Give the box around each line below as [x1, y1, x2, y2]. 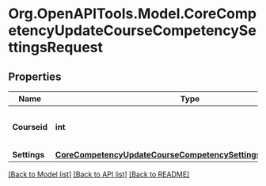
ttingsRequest [8, 39, 104, 56]
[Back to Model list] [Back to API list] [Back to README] [8, 169, 190, 179]
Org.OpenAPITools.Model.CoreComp [8, 5, 257, 23]
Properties [8, 70, 62, 83]
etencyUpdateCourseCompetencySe [8, 21, 257, 40]
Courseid [12, 122, 48, 132]
